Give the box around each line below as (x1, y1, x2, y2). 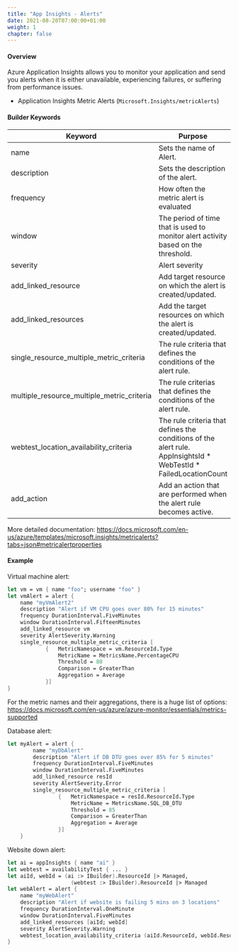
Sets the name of (158, 143, 215, 153)
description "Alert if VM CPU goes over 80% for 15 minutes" (20, 606, 204, 613)
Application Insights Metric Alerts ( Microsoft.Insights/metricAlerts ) (17, 97, 220, 105)
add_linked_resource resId (33, 773, 113, 781)
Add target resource (158, 271, 225, 281)
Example (7, 557, 34, 565)
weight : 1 (7, 23, 37, 31)
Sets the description (158, 163, 225, 173)
